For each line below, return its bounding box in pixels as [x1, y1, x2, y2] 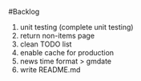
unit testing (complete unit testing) [19, 22, 134, 31]
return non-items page [19, 31, 95, 40]
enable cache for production [19, 48, 115, 57]
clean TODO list [19, 39, 72, 49]
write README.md [19, 65, 81, 75]
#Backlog [8, 7, 40, 16]
